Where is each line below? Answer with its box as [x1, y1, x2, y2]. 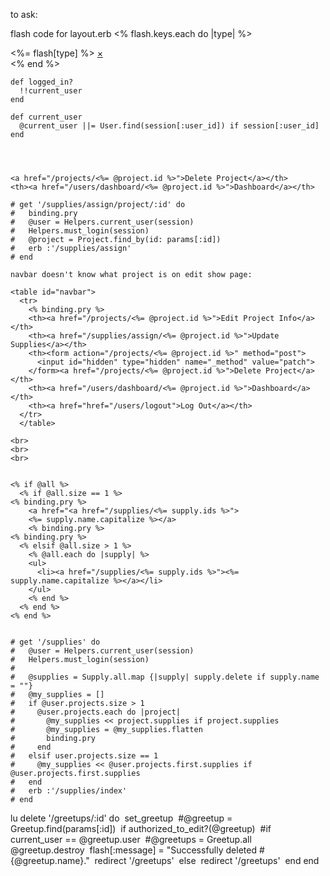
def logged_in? [10, 77, 74, 87]
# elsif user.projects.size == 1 [10, 751, 159, 761]
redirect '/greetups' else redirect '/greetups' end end [94, 855, 320, 866]
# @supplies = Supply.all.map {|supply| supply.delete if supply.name [10, 672, 320, 682]
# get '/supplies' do [10, 637, 101, 647]
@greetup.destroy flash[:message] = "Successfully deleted [10, 844, 257, 856]
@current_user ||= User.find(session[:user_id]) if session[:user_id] [19, 121, 320, 131]
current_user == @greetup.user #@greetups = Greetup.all [10, 834, 252, 845]
